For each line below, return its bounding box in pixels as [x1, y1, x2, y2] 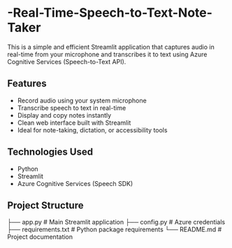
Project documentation [7, 233, 73, 241]
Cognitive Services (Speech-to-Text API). [7, 57, 126, 65]
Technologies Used [7, 146, 93, 158]
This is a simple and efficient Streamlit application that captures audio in [7, 42, 215, 51]
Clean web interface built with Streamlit [17, 118, 131, 127]
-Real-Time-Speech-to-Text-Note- [7, 5, 213, 21]
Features [7, 78, 47, 90]
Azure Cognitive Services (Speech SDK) [17, 179, 133, 187]
